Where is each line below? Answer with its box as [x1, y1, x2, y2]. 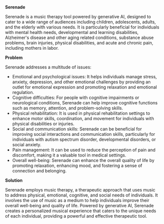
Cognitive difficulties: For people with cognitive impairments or [12, 95, 139, 100]
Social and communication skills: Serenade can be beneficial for [12, 126, 142, 132]
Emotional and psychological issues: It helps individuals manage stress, [12, 74, 157, 79]
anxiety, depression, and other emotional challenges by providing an [12, 79, 151, 85]
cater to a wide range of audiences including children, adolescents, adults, [5, 19, 156, 25]
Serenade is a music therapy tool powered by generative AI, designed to [5, 14, 151, 19]
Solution [5, 177, 23, 183]
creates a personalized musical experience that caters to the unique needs [5, 208, 156, 214]
